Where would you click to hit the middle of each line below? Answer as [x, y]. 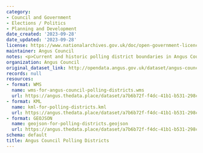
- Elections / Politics [36, 23]
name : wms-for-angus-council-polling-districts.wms [78, 90]
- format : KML [24, 101]
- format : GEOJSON [29, 118]
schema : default [27, 135]
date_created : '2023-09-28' [42, 34]
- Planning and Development [42, 29]
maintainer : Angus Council [40, 51]
